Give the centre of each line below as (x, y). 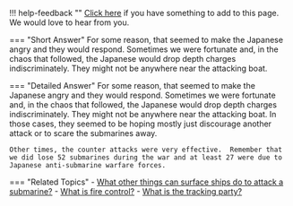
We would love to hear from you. (69, 22)
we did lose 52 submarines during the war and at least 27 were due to (146, 158)
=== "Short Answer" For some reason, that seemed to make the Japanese (146, 40)
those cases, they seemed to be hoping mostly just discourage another (140, 124)
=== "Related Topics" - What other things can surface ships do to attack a (146, 182)
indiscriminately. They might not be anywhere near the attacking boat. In (143, 114)
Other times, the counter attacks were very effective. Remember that (146, 150)
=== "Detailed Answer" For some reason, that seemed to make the (132, 86)
